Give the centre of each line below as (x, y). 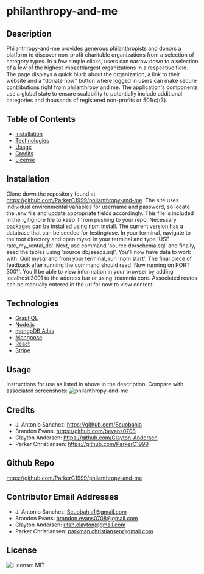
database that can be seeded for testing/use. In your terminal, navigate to (98, 232)
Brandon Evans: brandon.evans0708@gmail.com (76, 518)
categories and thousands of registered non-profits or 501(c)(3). (87, 100)
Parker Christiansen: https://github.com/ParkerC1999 (82, 444)
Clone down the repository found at (51, 194)
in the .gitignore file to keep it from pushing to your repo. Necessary (91, 219)
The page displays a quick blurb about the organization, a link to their (93, 74)
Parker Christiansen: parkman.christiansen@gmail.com (84, 531)
